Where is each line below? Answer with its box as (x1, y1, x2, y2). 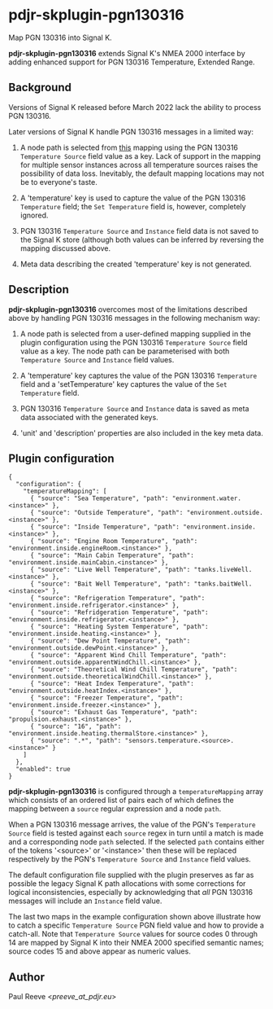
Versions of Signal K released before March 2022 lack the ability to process (8, 102, 262, 112)
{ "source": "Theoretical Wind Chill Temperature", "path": (29, 665, 238, 673)
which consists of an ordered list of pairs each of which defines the (8, 796, 234, 805)
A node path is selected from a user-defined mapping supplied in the (19, 328, 252, 339)
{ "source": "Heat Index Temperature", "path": (29, 680, 195, 688)
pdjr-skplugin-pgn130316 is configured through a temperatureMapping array (8, 787, 264, 796)
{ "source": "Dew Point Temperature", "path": (29, 637, 191, 645)
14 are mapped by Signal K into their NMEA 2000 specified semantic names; (8, 938, 264, 948)
